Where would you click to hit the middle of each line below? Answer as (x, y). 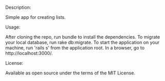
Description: (18, 7)
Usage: (13, 27)
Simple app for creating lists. (36, 17)
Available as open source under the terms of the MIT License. (70, 73)
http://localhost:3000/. (29, 53)
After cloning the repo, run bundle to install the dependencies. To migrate (83, 37)
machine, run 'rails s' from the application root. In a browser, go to (75, 48)
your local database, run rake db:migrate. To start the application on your (82, 42)
